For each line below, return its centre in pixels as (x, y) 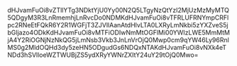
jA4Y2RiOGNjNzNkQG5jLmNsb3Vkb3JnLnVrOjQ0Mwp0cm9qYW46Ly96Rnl (118, 40)
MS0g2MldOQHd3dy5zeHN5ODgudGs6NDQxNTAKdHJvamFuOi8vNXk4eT (117, 47)
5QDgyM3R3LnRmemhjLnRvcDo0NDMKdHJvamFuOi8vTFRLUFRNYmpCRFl (118, 18)
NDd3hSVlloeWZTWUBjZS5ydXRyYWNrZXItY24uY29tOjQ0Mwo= (103, 55)
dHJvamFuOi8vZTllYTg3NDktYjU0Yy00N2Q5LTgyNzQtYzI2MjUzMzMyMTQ (118, 10)
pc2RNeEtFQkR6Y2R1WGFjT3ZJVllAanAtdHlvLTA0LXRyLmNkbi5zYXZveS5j (118, 25)
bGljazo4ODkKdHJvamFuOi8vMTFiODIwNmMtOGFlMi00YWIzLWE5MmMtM (119, 32)
